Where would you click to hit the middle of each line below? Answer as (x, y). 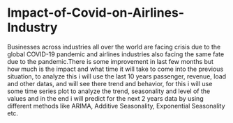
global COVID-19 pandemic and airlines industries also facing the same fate (116, 54)
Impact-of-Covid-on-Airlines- (96, 13)
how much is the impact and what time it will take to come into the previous (115, 69)
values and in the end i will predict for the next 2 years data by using (105, 98)
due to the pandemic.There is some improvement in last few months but (111, 61)
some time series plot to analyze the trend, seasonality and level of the (109, 91)
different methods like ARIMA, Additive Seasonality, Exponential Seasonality (116, 106)
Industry (32, 27)
